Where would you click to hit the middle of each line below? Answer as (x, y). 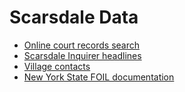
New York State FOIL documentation (99, 77)
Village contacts (57, 66)
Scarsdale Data (74, 17)
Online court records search (81, 45)
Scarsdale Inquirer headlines (82, 55)
